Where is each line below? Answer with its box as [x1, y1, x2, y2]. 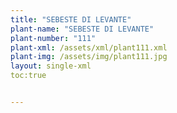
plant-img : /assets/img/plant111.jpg [10, 52, 168, 62]
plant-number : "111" [10, 33, 97, 43]
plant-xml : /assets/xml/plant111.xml [10, 42, 168, 53]
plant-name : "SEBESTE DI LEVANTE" [10, 24, 155, 34]
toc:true [10, 71, 47, 81]
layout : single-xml [10, 61, 92, 71]
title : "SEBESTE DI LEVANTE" [10, 14, 132, 25]
